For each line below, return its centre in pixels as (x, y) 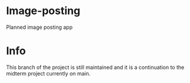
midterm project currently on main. (48, 73)
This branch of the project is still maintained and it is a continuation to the (95, 67)
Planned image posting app (39, 27)
